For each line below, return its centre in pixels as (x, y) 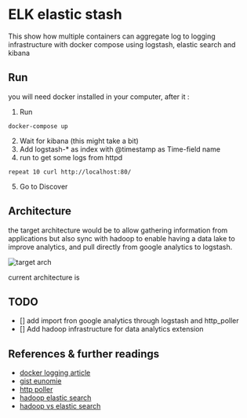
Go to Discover (44, 186)
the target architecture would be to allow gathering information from (118, 230)
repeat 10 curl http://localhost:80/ (70, 172)
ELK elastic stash (65, 15)
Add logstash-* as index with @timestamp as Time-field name (120, 149)
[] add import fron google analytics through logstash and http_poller (129, 321)
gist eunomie (40, 381)
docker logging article (55, 373)
